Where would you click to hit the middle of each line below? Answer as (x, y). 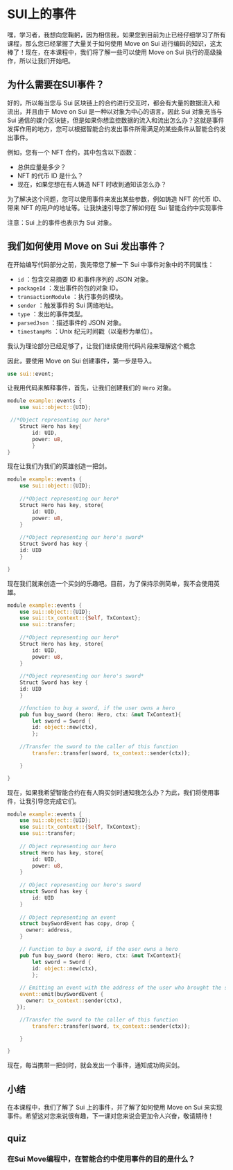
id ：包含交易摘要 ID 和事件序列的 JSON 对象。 (85, 279)
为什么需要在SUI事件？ (56, 85)
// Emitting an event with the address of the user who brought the (121, 988)
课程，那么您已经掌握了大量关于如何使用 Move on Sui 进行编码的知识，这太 (115, 43)
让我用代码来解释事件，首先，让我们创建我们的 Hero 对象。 (91, 388)
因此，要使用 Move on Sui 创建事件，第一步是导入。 (81, 361)
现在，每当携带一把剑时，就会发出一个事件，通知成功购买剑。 (95, 1065)
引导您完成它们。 (55, 801)
